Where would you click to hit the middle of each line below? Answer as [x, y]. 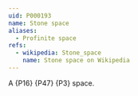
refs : [17, 46]
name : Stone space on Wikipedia [76, 61]
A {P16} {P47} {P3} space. [51, 83]
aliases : [23, 30]
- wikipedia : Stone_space [59, 53]
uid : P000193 [30, 16]
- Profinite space [46, 38]
